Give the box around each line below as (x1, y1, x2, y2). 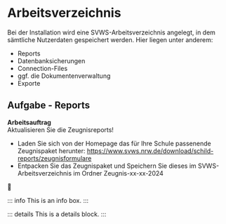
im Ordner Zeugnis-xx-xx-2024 (73, 169, 164, 177)
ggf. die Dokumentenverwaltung (17, 72, 111, 80)
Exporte (17, 79, 41, 87)
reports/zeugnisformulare (17, 154, 92, 162)
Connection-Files (17, 64, 68, 72)
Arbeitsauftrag (7, 118, 51, 126)
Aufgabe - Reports (7, 100, 91, 112)
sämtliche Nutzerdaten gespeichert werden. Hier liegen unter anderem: (7, 35, 213, 44)
